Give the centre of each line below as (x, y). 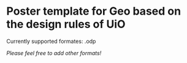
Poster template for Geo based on (94, 11)
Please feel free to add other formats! (54, 53)
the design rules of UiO (66, 24)
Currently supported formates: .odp (51, 41)
